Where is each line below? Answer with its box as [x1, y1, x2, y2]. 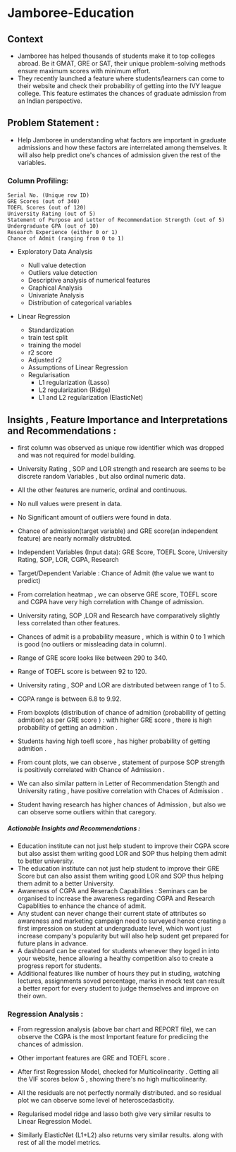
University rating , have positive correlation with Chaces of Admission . [17, 786, 223, 795]
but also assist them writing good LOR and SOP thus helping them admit [17, 849, 227, 857]
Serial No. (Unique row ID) [7, 192, 90, 199]
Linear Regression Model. [17, 1117, 92, 1126]
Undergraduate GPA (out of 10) [7, 223, 99, 230]
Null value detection [27, 261, 87, 269]
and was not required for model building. [17, 451, 136, 459]
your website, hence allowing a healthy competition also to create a [17, 954, 213, 962]
